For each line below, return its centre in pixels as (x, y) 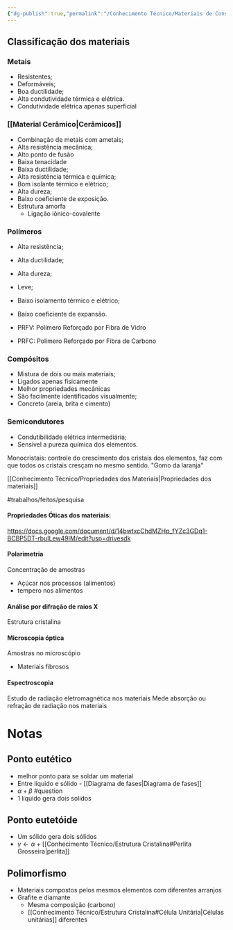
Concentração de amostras (46, 569)
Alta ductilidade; (41, 260)
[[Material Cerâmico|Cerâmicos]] (64, 125)
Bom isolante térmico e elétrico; (63, 184)
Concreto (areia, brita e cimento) (64, 403)
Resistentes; (35, 77)
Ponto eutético (40, 759)
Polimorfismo (37, 873)
